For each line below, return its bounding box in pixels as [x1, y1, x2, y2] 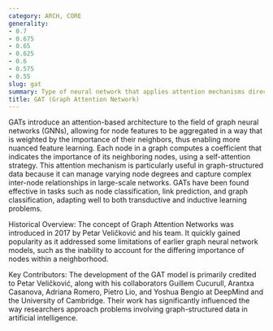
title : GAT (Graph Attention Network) [8, 95, 140, 103]
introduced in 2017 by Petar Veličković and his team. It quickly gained [8, 229, 241, 238]
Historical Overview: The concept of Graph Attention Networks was [8, 220, 234, 229]
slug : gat [8, 80, 42, 88]
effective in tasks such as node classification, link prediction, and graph [8, 186, 249, 196]
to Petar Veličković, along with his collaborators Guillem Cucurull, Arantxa [8, 278, 254, 289]
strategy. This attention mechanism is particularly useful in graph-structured [8, 160, 264, 171]
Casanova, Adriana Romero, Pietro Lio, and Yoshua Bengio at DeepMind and [8, 287, 264, 297]
